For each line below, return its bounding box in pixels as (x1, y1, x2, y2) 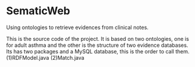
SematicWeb (6, 4, 70, 18)
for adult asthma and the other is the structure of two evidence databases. (6, 42, 188, 49)
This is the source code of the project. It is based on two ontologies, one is (6, 35, 189, 42)
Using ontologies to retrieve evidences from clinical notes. (6, 24, 149, 31)
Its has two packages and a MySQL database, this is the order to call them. (6, 47, 190, 55)
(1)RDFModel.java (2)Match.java (6, 54, 84, 61)
